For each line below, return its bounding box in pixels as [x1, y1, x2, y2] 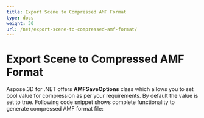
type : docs [6, 15, 34, 21]
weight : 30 [6, 20, 34, 26]
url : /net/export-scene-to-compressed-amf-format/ [6, 26, 138, 32]
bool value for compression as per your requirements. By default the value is [6, 92, 199, 100]
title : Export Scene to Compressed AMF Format [6, 9, 127, 15]
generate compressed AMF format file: [6, 105, 104, 112]
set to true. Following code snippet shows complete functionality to [6, 98, 175, 106]
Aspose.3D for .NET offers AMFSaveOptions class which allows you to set [6, 86, 194, 93]
